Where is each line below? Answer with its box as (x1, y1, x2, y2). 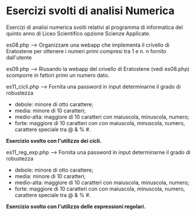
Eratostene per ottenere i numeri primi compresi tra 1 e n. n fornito (6, 47, 166, 54)
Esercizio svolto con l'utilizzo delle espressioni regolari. (6, 202, 146, 210)
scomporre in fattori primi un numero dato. (6, 71, 110, 78)
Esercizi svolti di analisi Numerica (6, 4, 175, 18)
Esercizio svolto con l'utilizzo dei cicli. (6, 137, 102, 144)
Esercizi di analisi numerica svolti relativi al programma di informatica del (6, 24, 183, 31)
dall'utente (6, 54, 32, 61)
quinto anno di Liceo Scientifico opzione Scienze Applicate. (6, 30, 151, 37)
